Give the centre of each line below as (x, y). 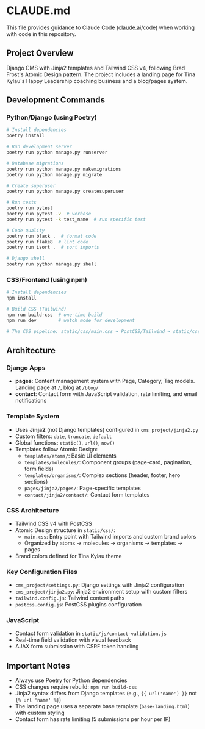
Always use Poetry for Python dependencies (71, 680)
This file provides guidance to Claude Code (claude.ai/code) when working (101, 27)
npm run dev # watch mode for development (71, 320)
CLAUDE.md (38, 11)
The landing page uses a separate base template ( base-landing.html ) (103, 706)
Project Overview (40, 53)
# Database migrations (35, 163)
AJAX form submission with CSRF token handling (77, 647)
